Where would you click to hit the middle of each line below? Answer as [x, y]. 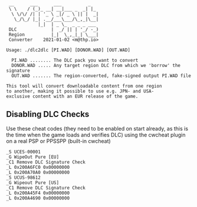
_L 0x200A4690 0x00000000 [38, 198]
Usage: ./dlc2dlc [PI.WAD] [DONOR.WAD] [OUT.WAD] [68, 50]
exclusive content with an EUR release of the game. [72, 96]
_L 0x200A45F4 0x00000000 [38, 193]
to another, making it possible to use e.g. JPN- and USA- [80, 91]
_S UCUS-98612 [24, 178]
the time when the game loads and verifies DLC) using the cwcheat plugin [96, 135]
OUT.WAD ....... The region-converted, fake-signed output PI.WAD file [101, 76]
